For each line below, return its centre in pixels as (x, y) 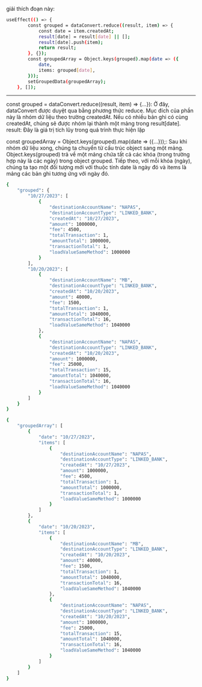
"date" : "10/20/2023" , (67, 527)
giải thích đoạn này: (31, 9)
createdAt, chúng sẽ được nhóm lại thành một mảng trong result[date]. (94, 124)
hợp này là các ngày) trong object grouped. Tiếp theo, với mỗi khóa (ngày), (99, 161)
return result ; (57, 48)
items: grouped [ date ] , (67, 70)
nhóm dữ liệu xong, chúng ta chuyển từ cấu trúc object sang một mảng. (95, 148)
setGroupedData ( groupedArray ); (67, 81)
